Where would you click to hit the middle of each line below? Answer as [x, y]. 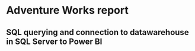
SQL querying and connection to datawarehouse [97, 32]
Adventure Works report [67, 10]
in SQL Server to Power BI [54, 41]
